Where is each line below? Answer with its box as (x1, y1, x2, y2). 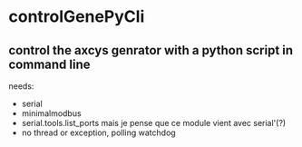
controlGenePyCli (8, 6, 145, 27)
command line (8, 56, 92, 72)
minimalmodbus (21, 108, 83, 119)
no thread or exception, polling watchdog (21, 127, 176, 138)
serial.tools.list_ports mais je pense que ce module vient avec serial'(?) (21, 118, 287, 128)
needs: (8, 81, 34, 92)
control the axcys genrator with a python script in (8, 43, 294, 58)
